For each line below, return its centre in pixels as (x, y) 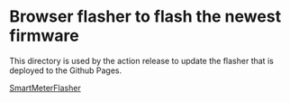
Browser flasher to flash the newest (145, 17)
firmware (44, 36)
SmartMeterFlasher (45, 88)
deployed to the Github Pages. (66, 70)
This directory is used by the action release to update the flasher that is (142, 60)
